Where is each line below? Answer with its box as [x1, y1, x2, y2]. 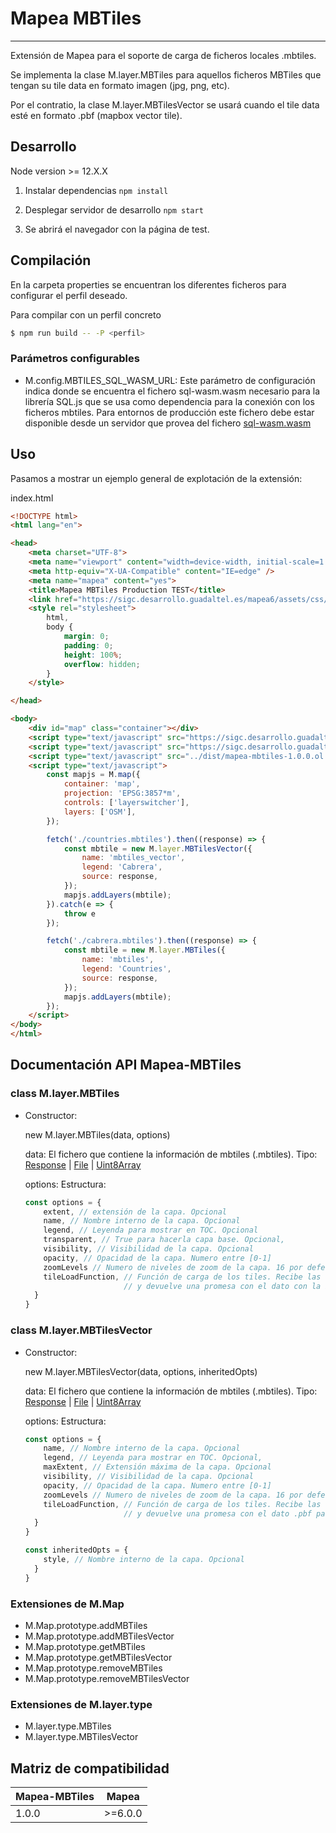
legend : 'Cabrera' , [81, 862, 163, 872]
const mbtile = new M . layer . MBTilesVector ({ [63, 843, 253, 854]
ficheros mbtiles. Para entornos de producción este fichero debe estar [24, 406, 315, 418]
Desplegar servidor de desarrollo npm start [24, 203, 204, 216]
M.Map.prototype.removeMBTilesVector [24, 1672, 190, 1684]
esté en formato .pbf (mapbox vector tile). [10, 109, 183, 121]
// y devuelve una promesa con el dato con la [123, 1281, 322, 1291]
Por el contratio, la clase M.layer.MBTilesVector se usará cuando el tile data [10, 98, 320, 111]
